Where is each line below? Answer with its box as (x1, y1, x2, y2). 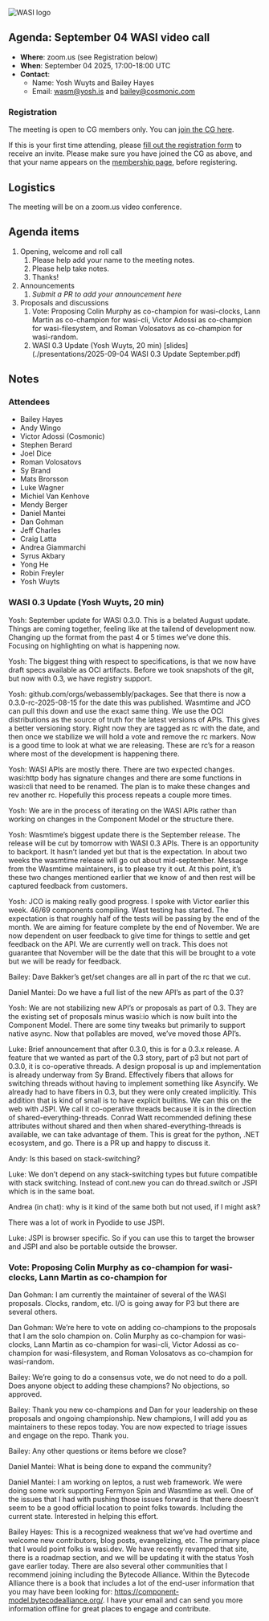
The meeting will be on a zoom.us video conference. (8, 202, 182, 211)
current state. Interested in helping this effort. (8, 1512, 159, 1521)
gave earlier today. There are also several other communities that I (8, 1562, 228, 1571)
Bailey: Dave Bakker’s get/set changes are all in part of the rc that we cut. (8, 972, 251, 981)
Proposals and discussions (19, 297, 109, 307)
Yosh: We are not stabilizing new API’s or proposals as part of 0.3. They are (8, 1003, 257, 1013)
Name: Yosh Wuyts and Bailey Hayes (31, 77, 155, 88)
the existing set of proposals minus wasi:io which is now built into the (8, 1011, 238, 1021)
